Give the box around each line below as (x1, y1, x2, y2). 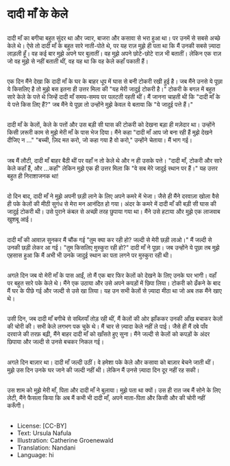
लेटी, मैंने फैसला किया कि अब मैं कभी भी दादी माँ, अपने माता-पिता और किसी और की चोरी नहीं (7, 394, 205, 402)
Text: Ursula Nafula (16, 429, 72, 437)
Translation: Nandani (16, 443, 76, 452)
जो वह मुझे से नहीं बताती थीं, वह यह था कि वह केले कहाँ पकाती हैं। (7, 57, 149, 65)
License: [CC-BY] (16, 421, 67, 430)
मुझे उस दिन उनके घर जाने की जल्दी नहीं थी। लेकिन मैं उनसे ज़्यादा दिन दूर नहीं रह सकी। (7, 366, 200, 374)
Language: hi (16, 451, 54, 459)
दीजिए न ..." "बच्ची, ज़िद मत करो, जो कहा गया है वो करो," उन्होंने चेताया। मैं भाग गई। (7, 136, 193, 145)
